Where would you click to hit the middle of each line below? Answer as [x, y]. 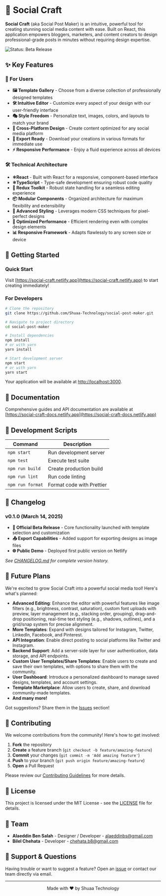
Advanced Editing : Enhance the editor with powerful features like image [86, 603]
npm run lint [23, 477]
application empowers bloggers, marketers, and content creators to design [81, 34]
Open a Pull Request [33, 766]
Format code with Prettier [77, 485]
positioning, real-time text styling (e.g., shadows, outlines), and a [89, 619]
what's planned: [21, 593]
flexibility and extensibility [39, 206]
